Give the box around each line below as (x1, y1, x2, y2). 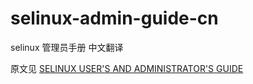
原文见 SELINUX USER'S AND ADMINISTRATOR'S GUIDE (10, 62, 244, 74)
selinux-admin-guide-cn (10, 7, 219, 30)
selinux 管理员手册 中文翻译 (10, 41, 124, 53)
